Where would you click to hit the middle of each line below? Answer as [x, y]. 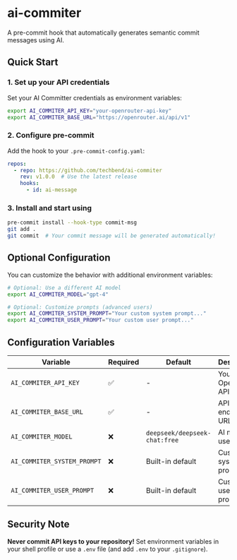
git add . [22, 230]
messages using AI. [36, 40]
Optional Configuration [59, 258]
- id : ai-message [51, 190]
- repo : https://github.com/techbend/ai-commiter [88, 170]
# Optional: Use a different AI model [64, 287]
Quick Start [33, 62]
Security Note [38, 524]
